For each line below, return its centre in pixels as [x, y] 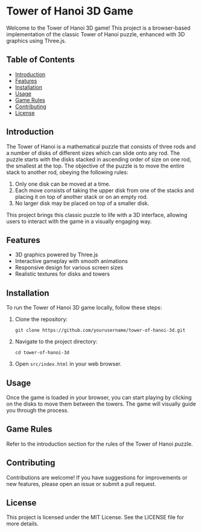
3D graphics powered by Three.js [56, 255]
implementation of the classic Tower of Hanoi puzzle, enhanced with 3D [96, 34]
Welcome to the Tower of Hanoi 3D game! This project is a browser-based [99, 28]
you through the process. [38, 410]
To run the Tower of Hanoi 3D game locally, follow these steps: [84, 308]
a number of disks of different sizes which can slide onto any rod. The [93, 153]
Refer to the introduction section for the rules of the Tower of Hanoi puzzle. [99, 444]
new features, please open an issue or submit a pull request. [81, 484]
